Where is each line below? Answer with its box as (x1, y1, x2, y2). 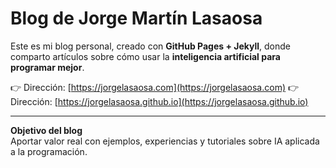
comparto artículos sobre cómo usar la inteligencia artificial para (10, 50, 281, 62)
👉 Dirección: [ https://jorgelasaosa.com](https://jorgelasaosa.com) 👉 (10, 81, 300, 93)
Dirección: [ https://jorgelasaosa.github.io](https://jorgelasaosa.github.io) (10, 95, 309, 107)
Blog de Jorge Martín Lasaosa (10, 7, 263, 30)
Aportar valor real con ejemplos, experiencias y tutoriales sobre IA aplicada (10, 135, 320, 147)
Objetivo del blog (10, 124, 83, 136)
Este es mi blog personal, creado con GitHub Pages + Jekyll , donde (10, 40, 292, 52)
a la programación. (10, 145, 88, 157)
